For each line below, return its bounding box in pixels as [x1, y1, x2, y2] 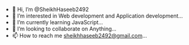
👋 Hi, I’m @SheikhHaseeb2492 [12, 6, 89, 13]
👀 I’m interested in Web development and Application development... [12, 12, 184, 19]
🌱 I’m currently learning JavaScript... [12, 19, 104, 26]
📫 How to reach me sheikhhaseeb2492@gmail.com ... [12, 32, 147, 39]
